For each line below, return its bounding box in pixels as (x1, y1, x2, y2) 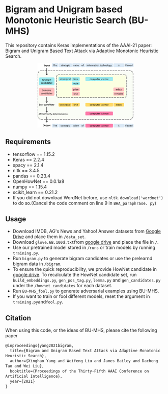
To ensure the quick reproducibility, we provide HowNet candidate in (12, 266, 157, 272)
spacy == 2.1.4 (12, 162, 44, 168)
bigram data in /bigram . (12, 261, 62, 267)
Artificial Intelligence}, (5, 374, 63, 379)
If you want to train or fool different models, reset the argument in (12, 293, 150, 299)
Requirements (5, 137, 51, 146)
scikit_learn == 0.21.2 (12, 189, 58, 195)
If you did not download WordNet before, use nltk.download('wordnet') (12, 194, 164, 200)
